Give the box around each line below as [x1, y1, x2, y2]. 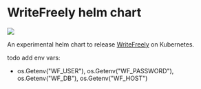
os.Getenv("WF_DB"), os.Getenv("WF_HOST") [17, 74, 148, 82]
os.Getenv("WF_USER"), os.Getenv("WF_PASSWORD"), [17, 66, 174, 75]
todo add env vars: [7, 53, 61, 62]
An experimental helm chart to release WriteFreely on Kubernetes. [7, 40, 195, 49]
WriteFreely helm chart [7, 5, 142, 21]
